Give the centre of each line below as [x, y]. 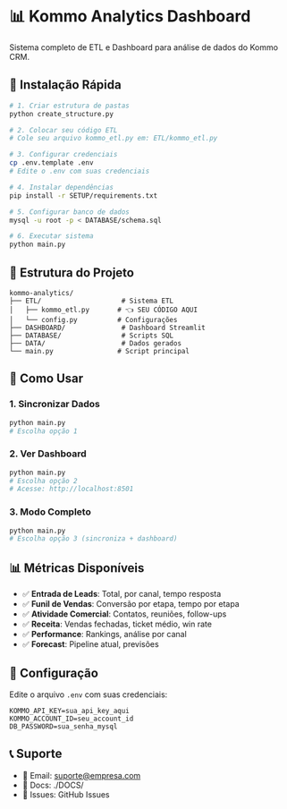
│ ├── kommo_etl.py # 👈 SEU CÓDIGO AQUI [104, 310]
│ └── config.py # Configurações [93, 319]
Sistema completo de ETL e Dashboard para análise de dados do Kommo [144, 47]
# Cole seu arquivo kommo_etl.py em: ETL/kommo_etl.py [114, 139]
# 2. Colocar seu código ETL [63, 130]
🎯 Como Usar [46, 379]
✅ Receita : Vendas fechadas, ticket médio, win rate [117, 624]
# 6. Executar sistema [51, 236]
